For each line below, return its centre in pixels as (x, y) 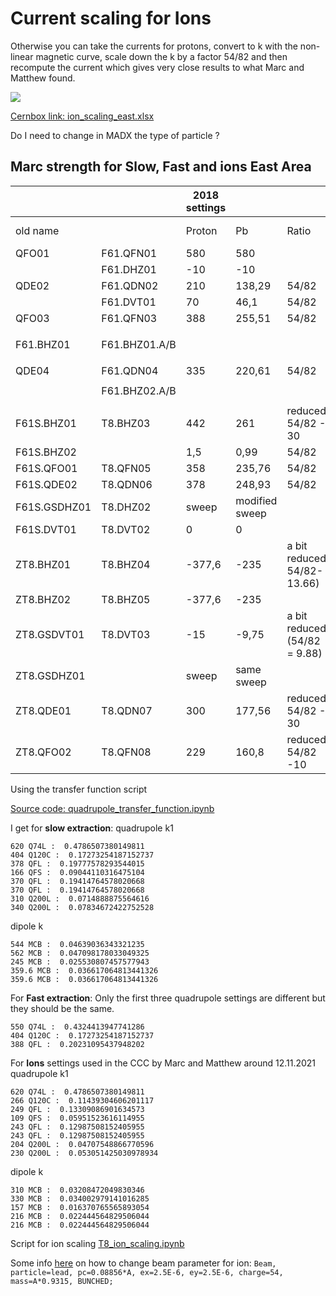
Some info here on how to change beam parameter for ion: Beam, (143, 1263)
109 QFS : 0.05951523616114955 (77, 1118)
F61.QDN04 (130, 370)
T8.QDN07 (127, 710)
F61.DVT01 (129, 302)
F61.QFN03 (129, 318)
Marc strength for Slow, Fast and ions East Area (161, 167)
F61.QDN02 (130, 285)
